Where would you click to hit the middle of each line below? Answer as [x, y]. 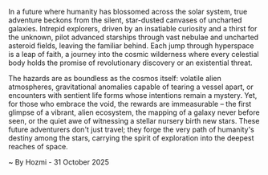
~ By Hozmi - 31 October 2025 [59, 162]
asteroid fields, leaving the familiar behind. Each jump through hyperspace [131, 46]
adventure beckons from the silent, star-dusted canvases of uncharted [125, 20]
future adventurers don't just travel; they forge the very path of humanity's [131, 129]
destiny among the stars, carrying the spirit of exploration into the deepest [131, 138]
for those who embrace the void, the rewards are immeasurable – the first [130, 104]
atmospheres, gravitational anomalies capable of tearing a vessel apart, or [131, 87]
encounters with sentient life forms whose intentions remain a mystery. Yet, [133, 95]
